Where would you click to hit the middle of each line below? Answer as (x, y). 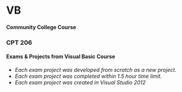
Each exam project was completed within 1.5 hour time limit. (88, 76)
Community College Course (41, 27)
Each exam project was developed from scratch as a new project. (95, 69)
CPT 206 (19, 42)
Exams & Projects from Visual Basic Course (61, 56)
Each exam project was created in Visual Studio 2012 (80, 82)
